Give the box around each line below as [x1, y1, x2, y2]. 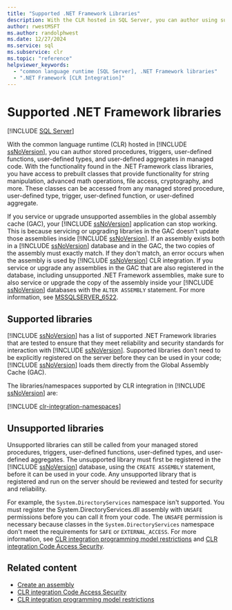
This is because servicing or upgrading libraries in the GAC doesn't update [7, 227, 220, 236]
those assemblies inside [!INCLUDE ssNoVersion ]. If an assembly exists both [7, 234, 225, 242]
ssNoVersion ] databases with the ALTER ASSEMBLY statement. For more [7, 286, 205, 294]
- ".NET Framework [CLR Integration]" [13, 74, 126, 82]
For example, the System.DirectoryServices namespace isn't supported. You [7, 498, 225, 506]
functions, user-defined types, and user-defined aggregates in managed [7, 155, 214, 163]
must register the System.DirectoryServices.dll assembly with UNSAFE [7, 505, 203, 513]
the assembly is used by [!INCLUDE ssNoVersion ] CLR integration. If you [7, 256, 213, 265]
